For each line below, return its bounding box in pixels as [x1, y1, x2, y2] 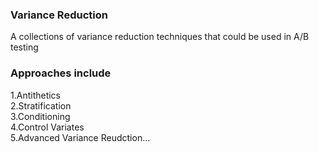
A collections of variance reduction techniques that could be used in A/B [10, 31, 310, 43]
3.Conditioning [10, 110, 71, 122]
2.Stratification [10, 99, 72, 112]
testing [10, 41, 39, 53]
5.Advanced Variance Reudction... [10, 131, 151, 143]
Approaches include [10, 66, 112, 80]
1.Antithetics [10, 89, 62, 101]
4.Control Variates [10, 121, 85, 133]
